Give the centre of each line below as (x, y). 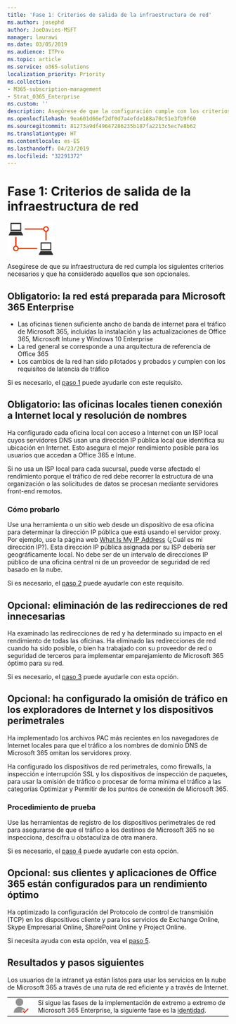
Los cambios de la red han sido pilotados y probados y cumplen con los (122, 361)
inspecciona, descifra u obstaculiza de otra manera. (83, 837)
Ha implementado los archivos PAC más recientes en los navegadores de (113, 738)
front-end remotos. (35, 491)
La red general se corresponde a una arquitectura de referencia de (114, 346)
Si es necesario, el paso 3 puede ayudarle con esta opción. (93, 676)
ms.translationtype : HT (42, 134)
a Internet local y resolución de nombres (97, 416)
